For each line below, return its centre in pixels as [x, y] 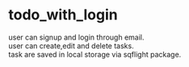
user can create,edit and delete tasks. [71, 45]
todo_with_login [63, 15]
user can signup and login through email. [76, 37]
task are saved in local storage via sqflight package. [95, 54]
